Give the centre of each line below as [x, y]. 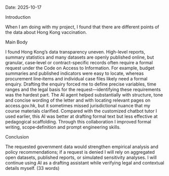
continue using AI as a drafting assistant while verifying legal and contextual [85, 163]
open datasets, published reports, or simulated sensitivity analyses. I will [81, 157]
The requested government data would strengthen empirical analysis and [82, 147]
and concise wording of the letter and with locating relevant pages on [78, 100]
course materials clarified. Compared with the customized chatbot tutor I [81, 111]
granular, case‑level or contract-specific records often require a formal [79, 62]
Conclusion [17, 137]
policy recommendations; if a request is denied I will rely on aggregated [80, 152]
